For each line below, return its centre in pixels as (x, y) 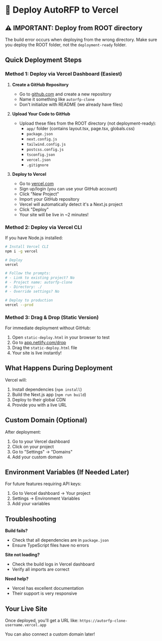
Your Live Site (26, 609)
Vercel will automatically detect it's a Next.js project (71, 204)
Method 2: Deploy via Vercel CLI (44, 227)
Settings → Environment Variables (46, 498)
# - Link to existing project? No (40, 278)
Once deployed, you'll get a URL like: (42, 620)
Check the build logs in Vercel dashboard (53, 564)
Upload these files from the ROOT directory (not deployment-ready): (88, 123)
